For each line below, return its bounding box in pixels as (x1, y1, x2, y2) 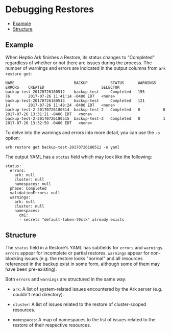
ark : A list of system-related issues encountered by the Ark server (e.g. (12, 286, 162, 292)
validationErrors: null (10, 190, 60, 195)
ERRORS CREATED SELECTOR (5, 85, 120, 90)
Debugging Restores (5, 4, 94, 15)
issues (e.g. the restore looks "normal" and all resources (25, 255, 143, 261)
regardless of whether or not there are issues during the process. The (5, 60, 152, 66)
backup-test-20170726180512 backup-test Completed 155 (5, 89, 145, 94)
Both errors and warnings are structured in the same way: (5, 276, 127, 282)
